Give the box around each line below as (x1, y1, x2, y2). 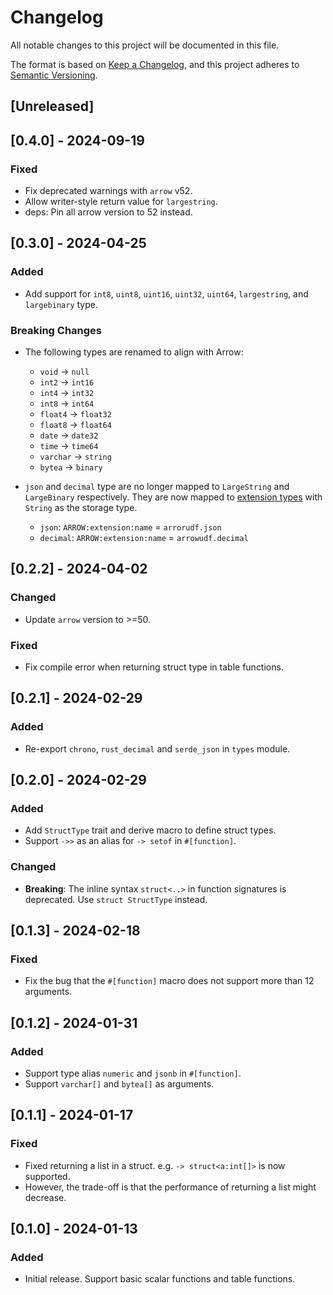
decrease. (24, 1191, 67, 1203)
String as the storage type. (24, 502, 138, 513)
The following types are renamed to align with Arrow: (24, 346, 244, 358)
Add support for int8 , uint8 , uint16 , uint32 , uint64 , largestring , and (24, 287, 309, 300)
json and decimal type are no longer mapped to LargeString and (24, 481, 290, 492)
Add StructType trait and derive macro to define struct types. (24, 824, 277, 836)
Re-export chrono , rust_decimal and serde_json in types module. (24, 742, 291, 755)
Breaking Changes (10, 323, 103, 337)
